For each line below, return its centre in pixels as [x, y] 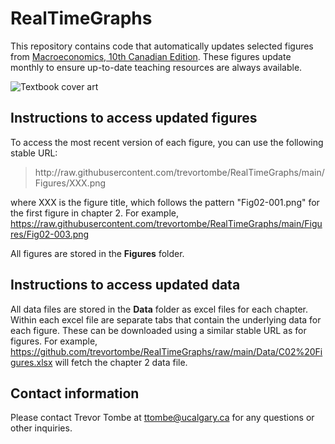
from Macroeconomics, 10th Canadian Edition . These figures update [151, 56]
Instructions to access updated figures [134, 118]
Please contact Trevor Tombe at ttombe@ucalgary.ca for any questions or [162, 418]
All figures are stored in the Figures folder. [97, 253]
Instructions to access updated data [125, 285]
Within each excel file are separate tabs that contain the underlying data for [166, 319]
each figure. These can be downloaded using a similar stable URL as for [158, 330]
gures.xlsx [31, 362]
